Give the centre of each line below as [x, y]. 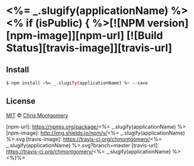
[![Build [145, 36]
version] [168, 23]
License [21, 101]
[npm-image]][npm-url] [65, 36]
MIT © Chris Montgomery [37, 115]
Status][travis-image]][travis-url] [89, 48]
